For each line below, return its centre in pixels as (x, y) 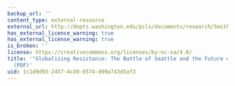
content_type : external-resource (56, 20)
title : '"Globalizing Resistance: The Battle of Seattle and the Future (115, 59)
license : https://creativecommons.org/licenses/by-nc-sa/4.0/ (100, 53)
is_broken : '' (28, 46)
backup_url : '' (29, 14)
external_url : (28, 26)
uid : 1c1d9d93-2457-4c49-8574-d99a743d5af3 (72, 71)
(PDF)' (23, 65)
